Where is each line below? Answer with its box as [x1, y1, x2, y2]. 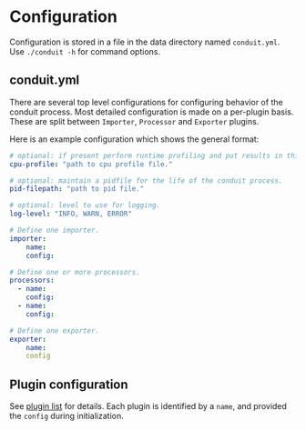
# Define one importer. [9, 225, 100, 235]
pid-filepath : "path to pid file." [9, 185, 145, 194]
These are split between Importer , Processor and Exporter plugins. [9, 115, 260, 126]
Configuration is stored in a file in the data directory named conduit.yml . [9, 36, 280, 47]
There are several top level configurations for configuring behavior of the [9, 96, 284, 107]
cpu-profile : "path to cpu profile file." [9, 159, 173, 169]
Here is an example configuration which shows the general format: [9, 134, 260, 145]
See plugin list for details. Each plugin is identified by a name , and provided [9, 401, 287, 412]
